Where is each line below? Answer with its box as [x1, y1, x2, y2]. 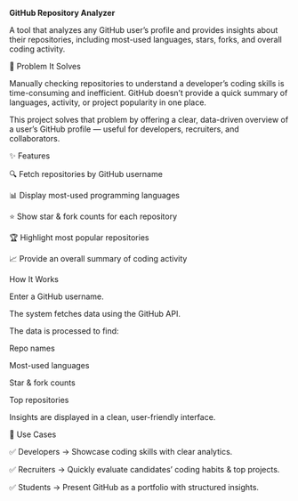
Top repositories [9, 395, 69, 405]
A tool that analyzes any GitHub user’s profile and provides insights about [9, 25, 278, 35]
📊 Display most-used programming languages [9, 190, 181, 200]
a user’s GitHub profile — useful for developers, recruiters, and [9, 124, 240, 134]
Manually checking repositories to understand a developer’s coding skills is [9, 78, 285, 88]
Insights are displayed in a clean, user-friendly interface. [9, 412, 216, 422]
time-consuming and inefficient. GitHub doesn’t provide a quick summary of [9, 88, 288, 98]
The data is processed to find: [9, 326, 119, 336]
